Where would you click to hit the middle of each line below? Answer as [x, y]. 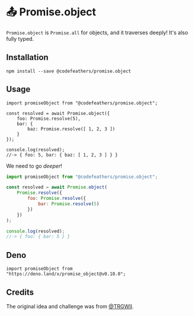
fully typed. [20, 39]
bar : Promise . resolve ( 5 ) [69, 204]
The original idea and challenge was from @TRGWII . [70, 306]
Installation [27, 58]
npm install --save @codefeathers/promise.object [69, 71]
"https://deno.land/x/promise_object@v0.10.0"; [66, 274]
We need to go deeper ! [34, 166]
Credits [20, 292]
